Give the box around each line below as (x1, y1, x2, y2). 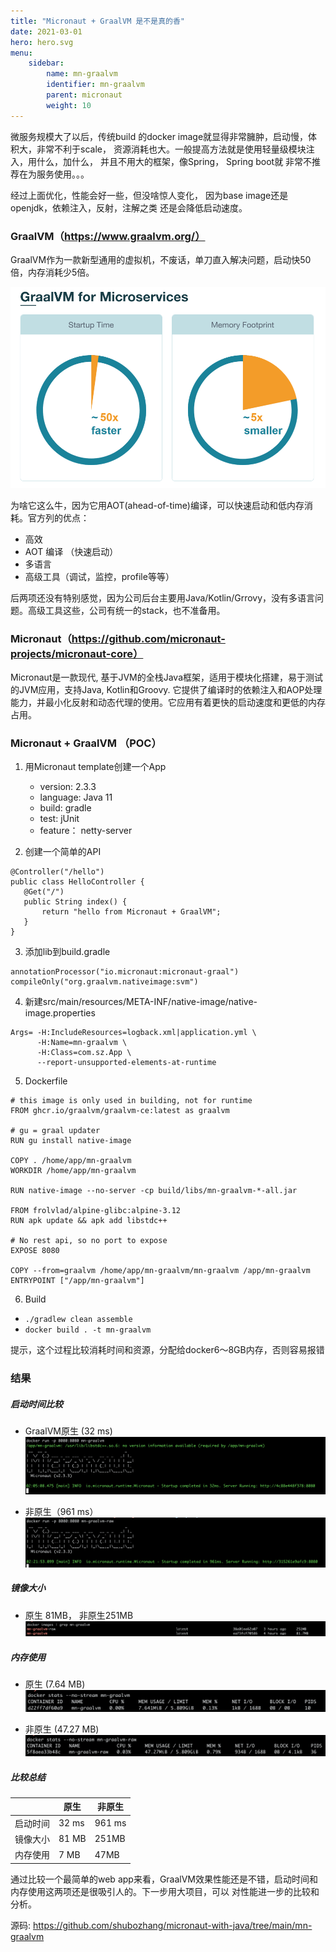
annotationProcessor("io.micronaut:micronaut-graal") (10, 967, 240, 977)
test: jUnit (39, 813, 80, 825)
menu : (10, 48, 33, 58)
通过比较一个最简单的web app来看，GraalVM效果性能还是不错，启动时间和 (10, 1873, 319, 1885)
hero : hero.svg (10, 37, 74, 47)
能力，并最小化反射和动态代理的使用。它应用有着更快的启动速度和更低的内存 (10, 696, 326, 708)
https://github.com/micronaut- (71, 631, 226, 645)
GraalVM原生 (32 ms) (24, 1425, 113, 1437)
